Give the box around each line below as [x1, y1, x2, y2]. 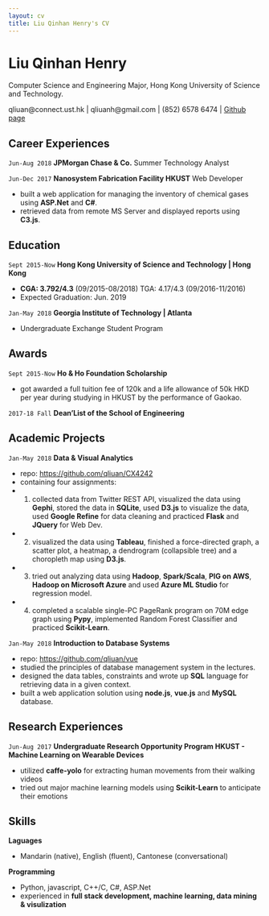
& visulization [19, 900, 67, 910]
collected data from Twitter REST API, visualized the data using [31, 494, 241, 504]
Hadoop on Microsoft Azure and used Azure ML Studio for [31, 579, 229, 589]
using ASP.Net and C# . [19, 198, 98, 208]
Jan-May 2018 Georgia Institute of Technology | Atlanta [8, 308, 193, 318]
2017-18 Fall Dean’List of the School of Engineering [8, 408, 185, 417]
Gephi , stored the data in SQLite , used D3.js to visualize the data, [31, 503, 250, 512]
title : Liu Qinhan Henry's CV [8, 19, 110, 27]
